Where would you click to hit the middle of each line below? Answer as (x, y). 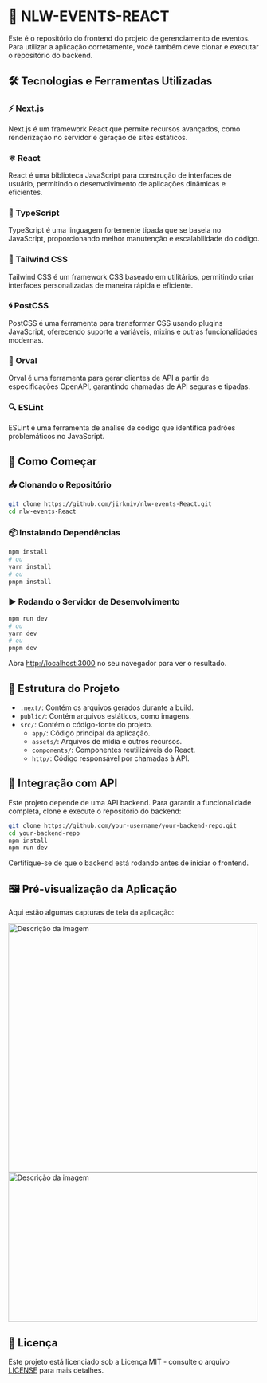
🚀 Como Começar (53, 461)
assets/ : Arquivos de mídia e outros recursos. (107, 741)
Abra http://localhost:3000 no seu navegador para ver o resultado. (118, 664)
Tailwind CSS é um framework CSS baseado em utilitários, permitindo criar (131, 276)
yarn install (30, 566)
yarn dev (23, 633)
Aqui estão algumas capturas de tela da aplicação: (91, 912)
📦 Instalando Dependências (65, 532)
